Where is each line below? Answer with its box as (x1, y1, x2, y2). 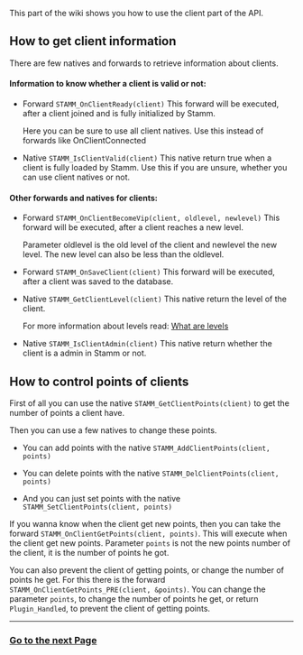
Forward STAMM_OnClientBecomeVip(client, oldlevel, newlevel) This (22, 212, 280, 224)
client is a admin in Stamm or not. (22, 347, 147, 359)
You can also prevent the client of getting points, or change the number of (9, 565, 284, 576)
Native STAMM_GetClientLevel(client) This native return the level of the (22, 293, 287, 305)
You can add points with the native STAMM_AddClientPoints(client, (22, 442, 271, 454)
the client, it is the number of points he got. (9, 548, 170, 558)
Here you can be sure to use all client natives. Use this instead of (22, 125, 264, 136)
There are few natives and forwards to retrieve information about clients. (9, 58, 279, 69)
